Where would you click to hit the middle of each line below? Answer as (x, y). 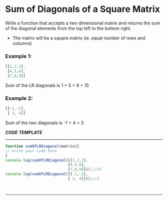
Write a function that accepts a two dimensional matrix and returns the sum (83, 23)
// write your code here (31, 151)
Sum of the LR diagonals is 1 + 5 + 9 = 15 (47, 85)
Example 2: (19, 98)
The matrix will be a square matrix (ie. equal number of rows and (79, 38)
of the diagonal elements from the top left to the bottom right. (68, 28)
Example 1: (18, 56)
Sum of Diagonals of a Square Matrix (82, 9)
